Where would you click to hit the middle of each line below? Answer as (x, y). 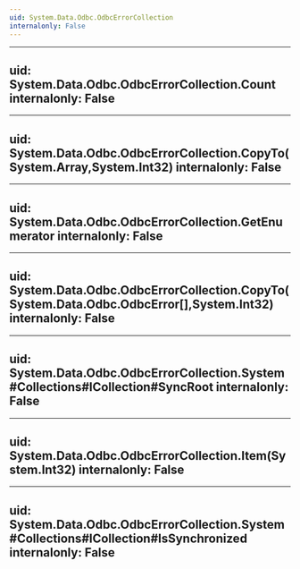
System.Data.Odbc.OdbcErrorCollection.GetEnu (146, 221)
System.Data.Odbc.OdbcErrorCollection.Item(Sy (148, 456)
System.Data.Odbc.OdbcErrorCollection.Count (143, 85)
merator (32, 236)
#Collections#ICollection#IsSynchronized (129, 538)
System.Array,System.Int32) (92, 167)
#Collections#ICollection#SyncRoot (112, 387)
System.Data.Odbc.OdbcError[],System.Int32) (142, 305)
